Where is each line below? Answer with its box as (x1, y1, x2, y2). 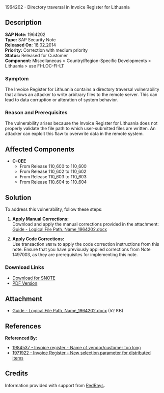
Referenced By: (5, 335, 38, 341)
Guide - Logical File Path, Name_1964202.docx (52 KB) (12, 308, 124, 314)
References (5, 322, 41, 330)
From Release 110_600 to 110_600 (19, 164, 87, 169)
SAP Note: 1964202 (5, 32, 46, 37)
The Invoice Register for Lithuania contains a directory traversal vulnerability (5, 86, 160, 93)
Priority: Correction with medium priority (5, 47, 88, 53)
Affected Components (5, 145, 75, 153)
